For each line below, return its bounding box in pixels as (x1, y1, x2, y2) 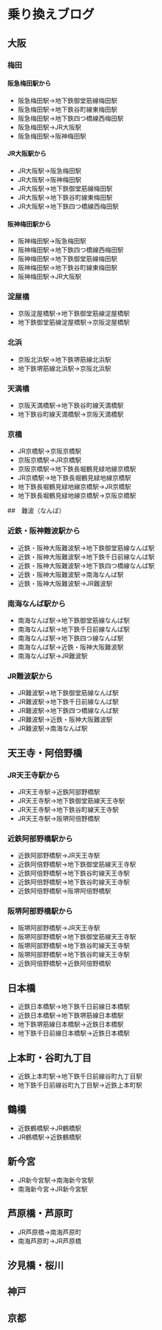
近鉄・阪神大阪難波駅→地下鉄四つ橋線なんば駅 (17, 561, 155, 569)
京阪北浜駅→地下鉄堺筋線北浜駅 (17, 355, 112, 363)
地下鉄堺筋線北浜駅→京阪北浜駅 (17, 364, 112, 372)
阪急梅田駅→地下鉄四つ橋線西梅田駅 (17, 114, 124, 122)
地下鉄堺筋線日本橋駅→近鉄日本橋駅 (17, 1020, 124, 1029)
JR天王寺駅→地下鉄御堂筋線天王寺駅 (17, 796, 126, 805)
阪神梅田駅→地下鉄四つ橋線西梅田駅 (17, 246, 124, 254)
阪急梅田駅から (7, 79, 51, 87)
